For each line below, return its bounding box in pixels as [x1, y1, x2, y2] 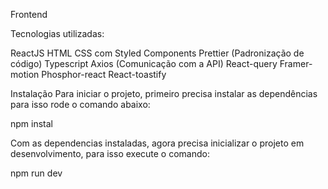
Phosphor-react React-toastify [41, 69, 167, 80]
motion [10, 69, 40, 80]
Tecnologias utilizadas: [10, 28, 105, 39]
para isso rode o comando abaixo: [10, 99, 151, 110]
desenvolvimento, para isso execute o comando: [10, 148, 210, 159]
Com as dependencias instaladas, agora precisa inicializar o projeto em [10, 137, 305, 149]
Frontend [10, 9, 48, 20]
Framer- [279, 58, 313, 69]
